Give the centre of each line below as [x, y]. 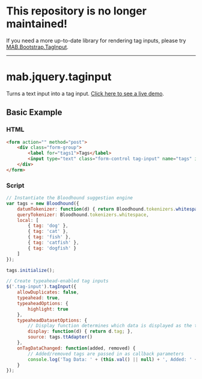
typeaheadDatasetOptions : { [52, 320]
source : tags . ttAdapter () [60, 337]
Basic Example [34, 112]
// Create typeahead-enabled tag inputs [58, 281]
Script [15, 185]
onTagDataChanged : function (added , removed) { [76, 348]
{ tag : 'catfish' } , [54, 243]
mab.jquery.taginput [59, 77]
